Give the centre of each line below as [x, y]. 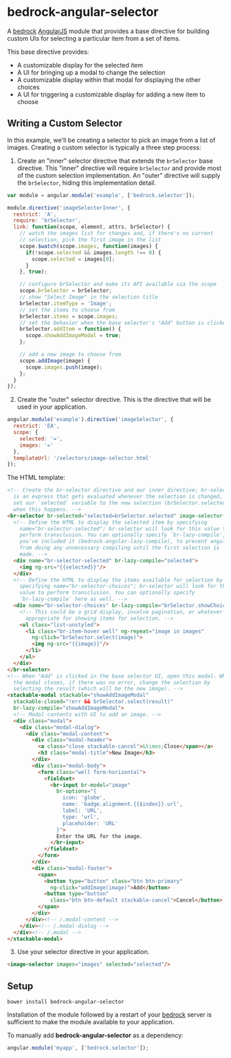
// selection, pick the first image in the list [90, 240]
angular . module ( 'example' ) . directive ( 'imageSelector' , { [90, 420]
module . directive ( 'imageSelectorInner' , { [69, 207]
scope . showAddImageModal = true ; [73, 336]
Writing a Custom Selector [65, 124]
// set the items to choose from [67, 310]
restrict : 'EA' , [36, 426]
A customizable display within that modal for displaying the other [109, 79]
